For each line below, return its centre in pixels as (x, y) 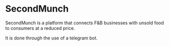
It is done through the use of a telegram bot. (51, 38)
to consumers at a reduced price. (40, 28)
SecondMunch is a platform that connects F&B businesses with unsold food (85, 23)
